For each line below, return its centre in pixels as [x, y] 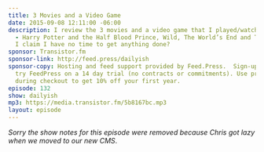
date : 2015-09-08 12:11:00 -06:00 [65, 23]
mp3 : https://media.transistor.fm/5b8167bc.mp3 [88, 103]
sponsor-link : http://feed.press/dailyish [79, 60]
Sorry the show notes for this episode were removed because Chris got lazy [132, 132]
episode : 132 [29, 88]
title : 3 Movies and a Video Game [65, 15]
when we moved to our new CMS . [63, 141]
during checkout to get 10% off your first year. [98, 81]
